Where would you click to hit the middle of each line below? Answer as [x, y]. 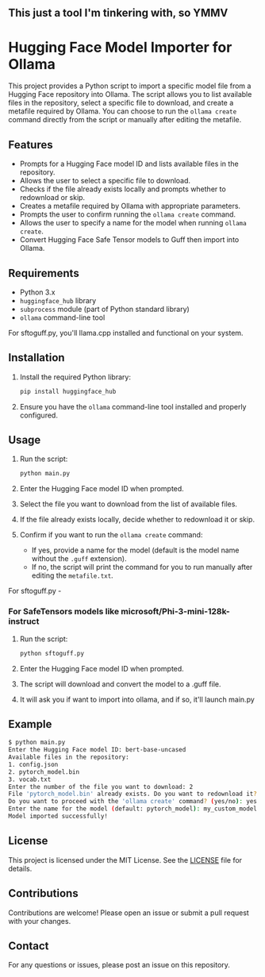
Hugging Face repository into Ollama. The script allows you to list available [130, 94]
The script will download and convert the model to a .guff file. [120, 684]
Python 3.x [37, 292]
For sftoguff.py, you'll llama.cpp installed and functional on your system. [126, 333]
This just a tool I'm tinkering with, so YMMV [118, 13]
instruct [24, 621]
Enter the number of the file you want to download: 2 [101, 787]
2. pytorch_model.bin [44, 772]
